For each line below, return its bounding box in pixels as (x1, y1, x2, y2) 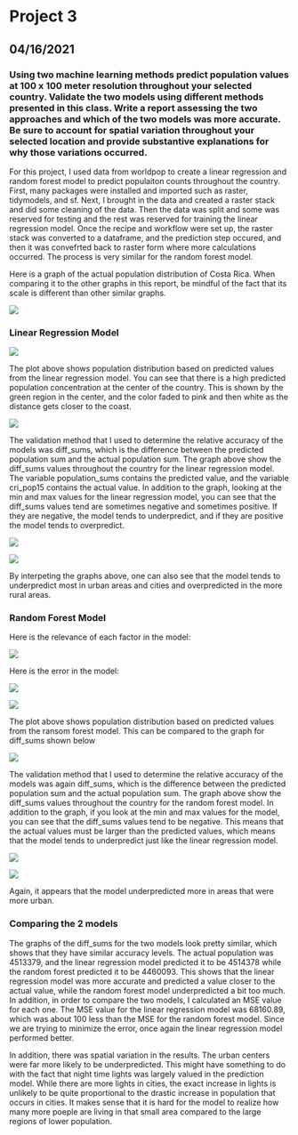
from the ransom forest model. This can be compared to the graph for (9, 726, 265, 737)
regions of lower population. (9, 1115, 113, 1126)
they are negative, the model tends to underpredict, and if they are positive (9, 511, 284, 521)
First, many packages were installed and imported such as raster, (9, 185, 249, 196)
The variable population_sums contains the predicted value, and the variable (9, 473, 289, 484)
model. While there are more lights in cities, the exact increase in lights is (9, 1078, 277, 1089)
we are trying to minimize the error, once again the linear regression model (9, 1023, 283, 1034)
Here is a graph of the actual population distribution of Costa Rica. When (9, 269, 276, 279)
